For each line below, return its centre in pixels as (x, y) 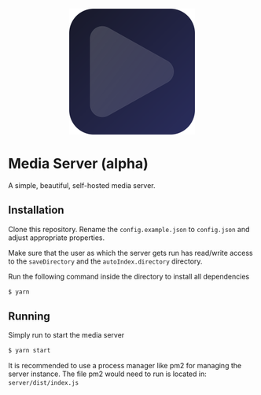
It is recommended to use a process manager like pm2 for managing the (125, 366)
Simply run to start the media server (66, 335)
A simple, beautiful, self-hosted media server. (82, 185)
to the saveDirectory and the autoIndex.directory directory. (105, 261)
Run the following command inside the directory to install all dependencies (129, 276)
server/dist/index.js (44, 383)
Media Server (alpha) (79, 164)
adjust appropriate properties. (57, 238)
